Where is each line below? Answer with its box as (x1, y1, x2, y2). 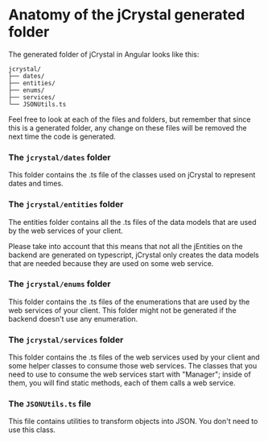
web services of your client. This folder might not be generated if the (8, 305, 237, 315)
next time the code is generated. (8, 131, 117, 141)
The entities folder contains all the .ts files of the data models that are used (8, 217, 257, 227)
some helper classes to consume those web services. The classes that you (8, 361, 258, 371)
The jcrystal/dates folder (8, 152, 111, 163)
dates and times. (8, 179, 64, 189)
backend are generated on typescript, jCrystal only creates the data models (8, 250, 259, 260)
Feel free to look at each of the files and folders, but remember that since (8, 114, 251, 124)
